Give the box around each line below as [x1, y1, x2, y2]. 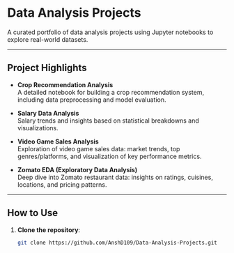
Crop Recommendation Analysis [17, 80, 114, 89]
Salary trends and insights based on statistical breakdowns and [17, 116, 200, 125]
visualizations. [17, 123, 59, 132]
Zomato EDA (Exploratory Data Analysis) [17, 165, 138, 174]
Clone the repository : [17, 225, 81, 234]
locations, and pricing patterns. [17, 180, 107, 189]
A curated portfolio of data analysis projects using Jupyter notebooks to [7, 28, 214, 36]
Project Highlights [7, 62, 87, 74]
